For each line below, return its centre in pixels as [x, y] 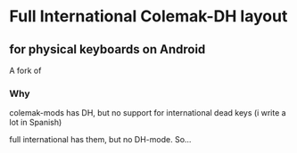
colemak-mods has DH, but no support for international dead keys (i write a [148, 113]
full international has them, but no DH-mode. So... [100, 140]
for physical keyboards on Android [107, 49]
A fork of [25, 70]
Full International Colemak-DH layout [148, 16]
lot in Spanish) [36, 123]
